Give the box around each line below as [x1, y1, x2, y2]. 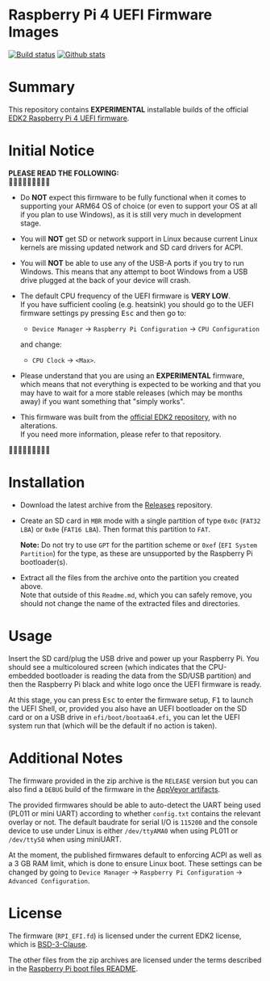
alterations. [19, 420, 58, 430]
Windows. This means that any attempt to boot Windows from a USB [19, 267, 248, 276]
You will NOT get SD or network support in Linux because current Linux [19, 234, 258, 243]
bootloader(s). [19, 557, 69, 566]
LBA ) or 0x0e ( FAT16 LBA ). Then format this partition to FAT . [19, 524, 211, 534]
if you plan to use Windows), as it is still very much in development [19, 209, 242, 219]
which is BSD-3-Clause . [8, 939, 89, 949]
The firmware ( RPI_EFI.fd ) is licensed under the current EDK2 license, [8, 931, 242, 941]
